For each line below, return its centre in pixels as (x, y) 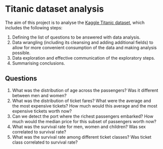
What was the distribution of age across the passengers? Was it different (85, 90)
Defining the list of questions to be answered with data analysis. (76, 37)
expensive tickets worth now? (42, 111)
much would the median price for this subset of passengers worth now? (84, 121)
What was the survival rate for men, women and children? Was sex (79, 127)
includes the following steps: (34, 27)
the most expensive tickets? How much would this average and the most (85, 106)
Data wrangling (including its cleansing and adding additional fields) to (83, 42)
